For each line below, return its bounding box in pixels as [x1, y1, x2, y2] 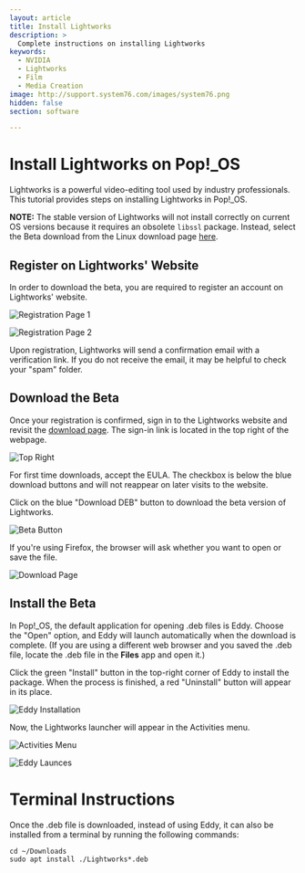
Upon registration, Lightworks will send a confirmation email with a [9, 344, 260, 355]
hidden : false [9, 98, 64, 108]
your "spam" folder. [9, 364, 84, 374]
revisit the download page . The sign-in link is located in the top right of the [9, 424, 290, 435]
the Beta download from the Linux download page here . [9, 231, 219, 242]
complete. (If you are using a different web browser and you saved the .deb [9, 639, 293, 650]
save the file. [9, 552, 57, 563]
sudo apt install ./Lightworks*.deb [9, 855, 148, 864]
